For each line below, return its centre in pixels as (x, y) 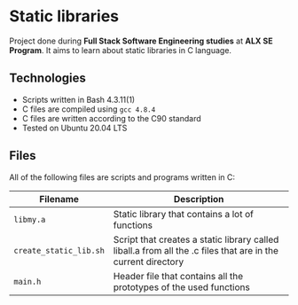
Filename (59, 199)
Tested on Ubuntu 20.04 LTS (74, 128)
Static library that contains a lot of (184, 214)
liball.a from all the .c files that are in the (196, 250)
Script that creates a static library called (196, 239)
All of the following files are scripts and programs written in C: (122, 177)
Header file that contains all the (178, 276)
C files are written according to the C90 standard (111, 118)
